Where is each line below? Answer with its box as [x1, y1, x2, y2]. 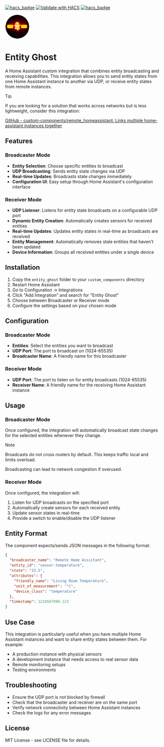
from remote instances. [5, 84, 52, 90]
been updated [12, 244, 41, 249]
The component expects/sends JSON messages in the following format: [5, 542, 151, 548]
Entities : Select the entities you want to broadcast [12, 342, 114, 349]
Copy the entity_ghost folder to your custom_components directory [12, 276, 145, 282]
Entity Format [5, 529, 47, 538]
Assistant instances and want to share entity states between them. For [5, 636, 147, 642]
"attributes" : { [9, 573, 43, 578]
